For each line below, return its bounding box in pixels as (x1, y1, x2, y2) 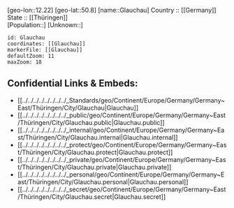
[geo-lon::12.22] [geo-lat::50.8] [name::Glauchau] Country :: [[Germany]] (7, 6, 217, 14)
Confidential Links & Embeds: (7, 77, 138, 89)
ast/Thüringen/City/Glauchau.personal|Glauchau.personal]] (17, 177, 189, 186)
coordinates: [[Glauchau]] (7, 40, 86, 47)
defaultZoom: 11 (7, 52, 54, 59)
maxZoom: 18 (7, 59, 42, 66)
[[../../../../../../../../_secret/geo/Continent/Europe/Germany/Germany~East (17, 185, 226, 193)
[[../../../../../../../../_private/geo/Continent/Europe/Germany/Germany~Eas (17, 155, 226, 163)
